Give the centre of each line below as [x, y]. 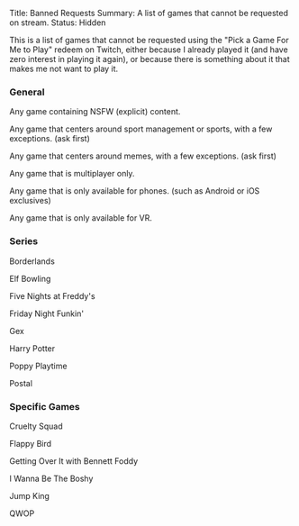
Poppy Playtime [38, 366]
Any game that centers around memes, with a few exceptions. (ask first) [143, 156]
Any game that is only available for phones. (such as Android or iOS [135, 191]
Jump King [29, 495]
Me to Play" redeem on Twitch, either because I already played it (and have [149, 50]
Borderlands [32, 261]
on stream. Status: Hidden [58, 23]
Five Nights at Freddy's [53, 295]
